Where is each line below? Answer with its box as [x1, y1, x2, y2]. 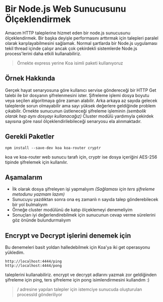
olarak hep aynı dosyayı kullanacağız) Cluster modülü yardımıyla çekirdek [5, 113, 154, 119]
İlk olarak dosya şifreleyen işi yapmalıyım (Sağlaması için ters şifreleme [12, 186, 155, 192]
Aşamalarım [5, 173, 43, 181]
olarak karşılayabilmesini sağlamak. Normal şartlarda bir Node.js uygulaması [5, 40, 158, 46]
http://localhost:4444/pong [5, 263, 62, 268]
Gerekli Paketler [5, 133, 54, 141]
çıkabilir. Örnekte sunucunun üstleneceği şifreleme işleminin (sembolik [5, 108, 146, 114]
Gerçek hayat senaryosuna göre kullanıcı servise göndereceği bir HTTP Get [5, 87, 157, 93]
